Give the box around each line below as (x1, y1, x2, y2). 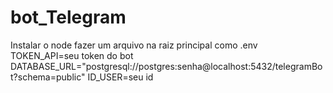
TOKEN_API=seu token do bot (10, 49, 134, 61)
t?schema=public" (10, 71, 86, 83)
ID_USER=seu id (87, 71, 154, 83)
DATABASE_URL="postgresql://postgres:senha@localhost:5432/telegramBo (10, 60, 323, 72)
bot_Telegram (10, 6, 127, 29)
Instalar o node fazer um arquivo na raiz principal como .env (10, 39, 258, 51)
